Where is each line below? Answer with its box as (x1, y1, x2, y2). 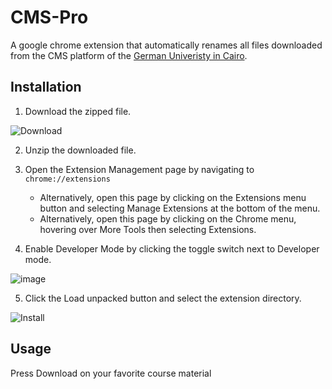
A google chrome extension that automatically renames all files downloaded (10, 39, 323, 51)
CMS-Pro (10, 6, 89, 29)
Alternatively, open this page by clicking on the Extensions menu (39, 191, 307, 203)
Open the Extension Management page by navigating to (24, 163, 255, 175)
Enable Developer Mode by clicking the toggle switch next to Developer (24, 242, 320, 255)
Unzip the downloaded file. (24, 144, 137, 156)
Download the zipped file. (24, 105, 132, 117)
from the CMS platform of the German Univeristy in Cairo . (10, 49, 248, 61)
